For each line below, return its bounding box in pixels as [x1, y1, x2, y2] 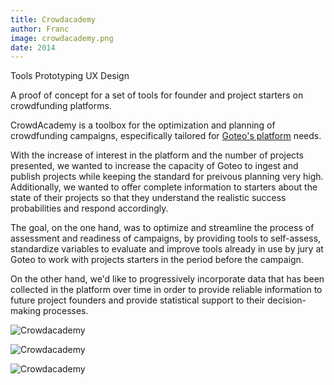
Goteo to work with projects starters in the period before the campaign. [10, 254, 304, 266]
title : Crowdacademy [10, 14, 97, 25]
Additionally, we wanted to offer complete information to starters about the [10, 181, 318, 193]
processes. [42, 305, 89, 317]
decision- [267, 294, 307, 306]
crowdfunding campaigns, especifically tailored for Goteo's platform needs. [10, 130, 322, 142]
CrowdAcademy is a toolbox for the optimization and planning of [10, 119, 276, 131]
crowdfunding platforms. [10, 100, 112, 112]
